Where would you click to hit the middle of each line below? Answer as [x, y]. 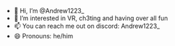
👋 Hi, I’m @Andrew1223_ [49, 11]
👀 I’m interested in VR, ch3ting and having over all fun [91, 18]
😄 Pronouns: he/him [43, 36]
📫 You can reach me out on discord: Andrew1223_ [87, 26]
